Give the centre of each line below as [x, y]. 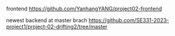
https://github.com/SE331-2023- [129, 20]
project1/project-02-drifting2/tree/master [57, 27]
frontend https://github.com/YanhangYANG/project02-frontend [84, 9]
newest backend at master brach [47, 20]
